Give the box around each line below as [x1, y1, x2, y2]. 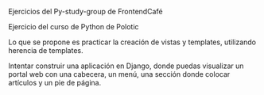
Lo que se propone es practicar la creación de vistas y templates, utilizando [8, 37, 257, 47]
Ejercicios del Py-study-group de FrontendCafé [8, 7, 163, 16]
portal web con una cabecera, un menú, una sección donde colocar [8, 70, 231, 78]
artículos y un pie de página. [8, 78, 102, 87]
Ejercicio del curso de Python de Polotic [8, 22, 139, 31]
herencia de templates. [8, 46, 83, 55]
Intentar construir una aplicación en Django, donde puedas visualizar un [8, 61, 244, 70]
